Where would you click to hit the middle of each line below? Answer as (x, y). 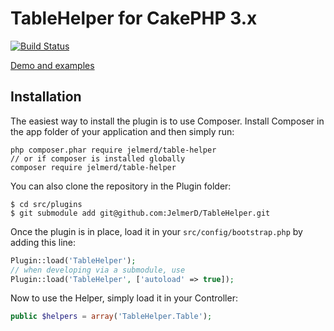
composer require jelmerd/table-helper (93, 167)
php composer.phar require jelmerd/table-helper (113, 150)
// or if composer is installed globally (98, 158)
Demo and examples (52, 65)
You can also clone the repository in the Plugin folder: (121, 186)
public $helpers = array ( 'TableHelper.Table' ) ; (111, 317)
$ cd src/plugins (46, 204)
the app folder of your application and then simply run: (122, 131)
